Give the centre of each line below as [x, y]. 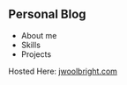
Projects [36, 54]
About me [39, 35]
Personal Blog [47, 14]
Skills [31, 45]
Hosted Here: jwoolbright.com [63, 71]
